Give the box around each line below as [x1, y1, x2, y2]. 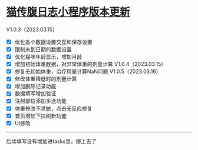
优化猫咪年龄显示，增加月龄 [14, 54, 82, 61]
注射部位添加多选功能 [14, 98, 67, 105]
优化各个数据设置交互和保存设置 [14, 38, 93, 45]
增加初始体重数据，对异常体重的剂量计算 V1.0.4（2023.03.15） [14, 61, 167, 68]
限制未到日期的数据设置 [14, 46, 72, 53]
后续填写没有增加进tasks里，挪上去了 [6, 138, 97, 145]
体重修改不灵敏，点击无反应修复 [14, 105, 93, 112]
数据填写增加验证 [14, 90, 57, 97]
